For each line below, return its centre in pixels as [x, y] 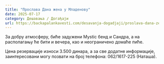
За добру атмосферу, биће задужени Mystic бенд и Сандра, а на [72, 37]
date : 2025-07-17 [23, 14]
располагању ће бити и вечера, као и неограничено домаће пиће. [74, 42]
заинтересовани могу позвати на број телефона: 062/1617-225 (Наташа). [81, 57]
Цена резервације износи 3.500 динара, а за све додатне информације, [80, 51]
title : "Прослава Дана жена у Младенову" [48, 9]
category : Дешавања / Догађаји [37, 18]
